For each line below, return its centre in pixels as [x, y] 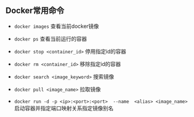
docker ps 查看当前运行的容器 [51, 39]
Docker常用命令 [35, 11]
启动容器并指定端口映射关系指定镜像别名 [64, 108]
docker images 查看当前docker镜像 [57, 26]
